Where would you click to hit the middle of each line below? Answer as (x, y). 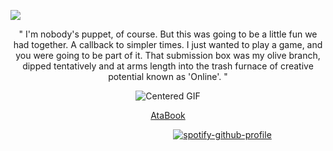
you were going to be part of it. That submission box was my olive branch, (168, 55)
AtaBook (168, 115)
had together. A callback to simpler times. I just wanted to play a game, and (168, 44)
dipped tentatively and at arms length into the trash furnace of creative (168, 66)
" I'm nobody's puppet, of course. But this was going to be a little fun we (168, 34)
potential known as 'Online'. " (168, 76)
